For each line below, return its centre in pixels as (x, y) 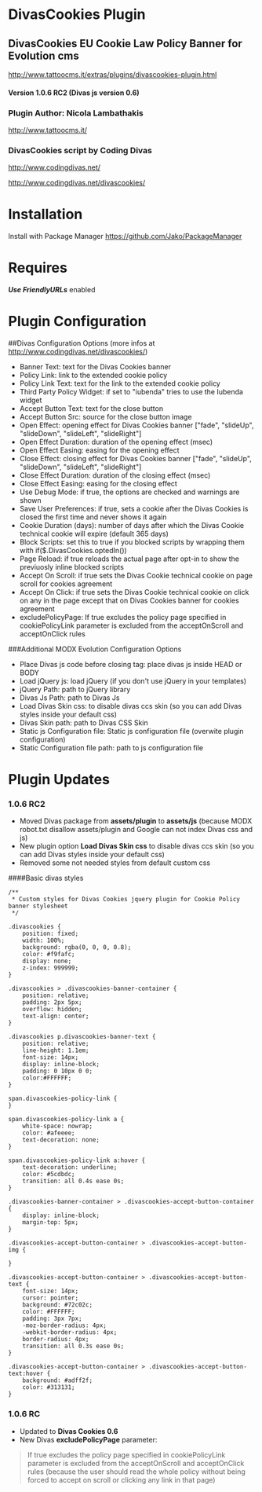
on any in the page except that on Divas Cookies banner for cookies (129, 600)
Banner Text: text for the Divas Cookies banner (95, 367)
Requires (38, 268)
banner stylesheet (38, 906)
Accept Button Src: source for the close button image (106, 417)
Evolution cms (44, 55)
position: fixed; (51, 934)
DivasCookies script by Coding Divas (80, 150)
